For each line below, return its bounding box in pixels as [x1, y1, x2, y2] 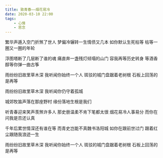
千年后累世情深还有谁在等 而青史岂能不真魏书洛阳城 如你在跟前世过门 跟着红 [5, 125, 158, 131]
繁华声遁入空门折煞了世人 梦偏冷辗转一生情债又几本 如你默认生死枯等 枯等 [5, 39, 154, 45]
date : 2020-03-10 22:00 [5, 12, 54, 17]
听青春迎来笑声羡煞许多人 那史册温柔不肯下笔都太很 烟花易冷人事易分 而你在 [5, 109, 158, 115]
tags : [5, 16, 16, 21]
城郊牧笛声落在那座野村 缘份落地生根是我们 [5, 99, 91, 105]
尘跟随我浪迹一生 [5, 132, 39, 138]
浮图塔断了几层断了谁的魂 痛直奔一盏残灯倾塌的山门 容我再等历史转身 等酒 [5, 55, 154, 61]
